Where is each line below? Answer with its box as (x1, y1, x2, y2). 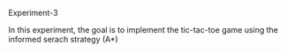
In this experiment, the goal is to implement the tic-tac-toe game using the (8, 25, 279, 34)
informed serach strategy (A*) (8, 34, 118, 44)
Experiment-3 (8, 8, 58, 18)
